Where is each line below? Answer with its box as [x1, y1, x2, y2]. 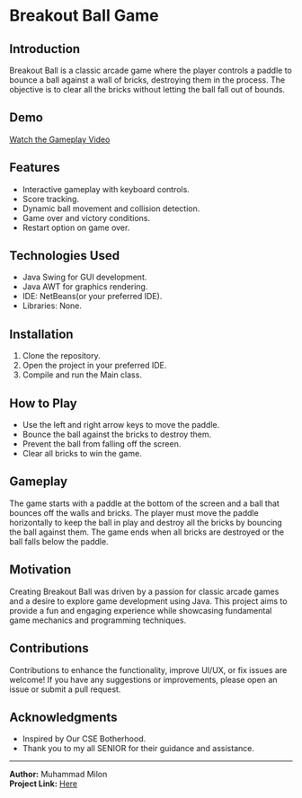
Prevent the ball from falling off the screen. [22, 439, 182, 449]
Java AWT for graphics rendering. [22, 281, 148, 292]
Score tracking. [22, 193, 79, 204]
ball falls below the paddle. [9, 536, 110, 546]
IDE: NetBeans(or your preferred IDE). [22, 291, 163, 302]
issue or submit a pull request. [9, 684, 121, 695]
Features [9, 160, 60, 175]
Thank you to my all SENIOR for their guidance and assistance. [22, 743, 254, 754]
